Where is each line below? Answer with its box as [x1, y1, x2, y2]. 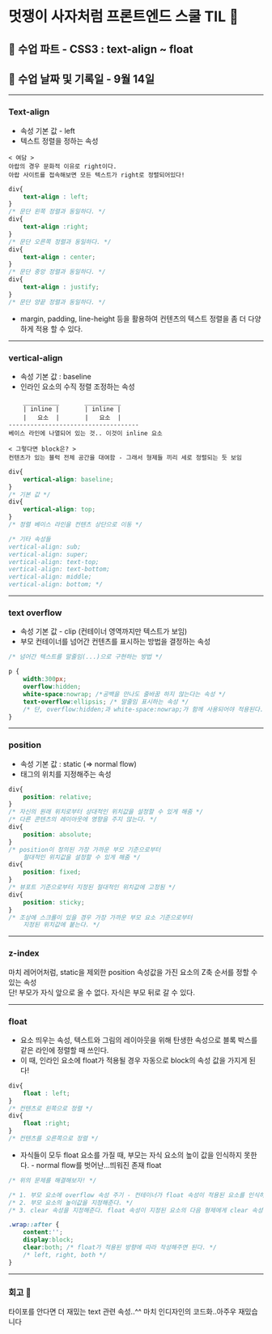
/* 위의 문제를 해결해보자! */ [8, 1176, 97, 1184]
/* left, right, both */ [23, 1251, 107, 1259]
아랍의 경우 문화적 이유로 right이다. [8, 162, 117, 170]
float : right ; [23, 1119, 70, 1127]
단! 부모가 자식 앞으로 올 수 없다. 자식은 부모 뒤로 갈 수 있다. [8, 987, 196, 997]
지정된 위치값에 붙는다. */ [23, 921, 100, 929]
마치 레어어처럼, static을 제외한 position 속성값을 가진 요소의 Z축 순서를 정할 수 [8, 967, 258, 977]
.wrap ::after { [8, 1221, 60, 1229]
